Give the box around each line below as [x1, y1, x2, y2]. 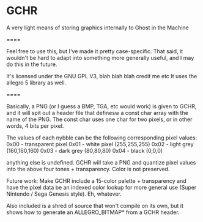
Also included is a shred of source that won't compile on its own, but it [6, 202, 183, 209]
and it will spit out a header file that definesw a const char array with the [6, 109, 188, 116]
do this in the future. [6, 61, 57, 68]
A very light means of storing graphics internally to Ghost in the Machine [6, 24, 189, 31]
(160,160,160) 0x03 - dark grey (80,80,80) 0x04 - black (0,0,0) [6, 147, 163, 154]
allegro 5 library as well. [6, 79, 67, 86]
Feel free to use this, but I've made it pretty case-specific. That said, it [6, 47, 183, 55]
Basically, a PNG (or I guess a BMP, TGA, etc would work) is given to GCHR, [6, 102, 197, 110]
